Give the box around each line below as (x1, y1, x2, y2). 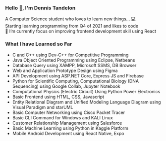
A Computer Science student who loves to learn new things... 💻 (5, 16, 136, 22)
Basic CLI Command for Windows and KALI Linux (12, 114, 113, 120)
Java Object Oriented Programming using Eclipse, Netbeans (12, 57, 135, 63)
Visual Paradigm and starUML (12, 104, 73, 110)
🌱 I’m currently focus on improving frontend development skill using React (5, 28, 156, 34)
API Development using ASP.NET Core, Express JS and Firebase (12, 72, 144, 78)
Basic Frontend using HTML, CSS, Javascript (12, 94, 105, 100)
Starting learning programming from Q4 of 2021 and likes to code (5, 23, 139, 29)
